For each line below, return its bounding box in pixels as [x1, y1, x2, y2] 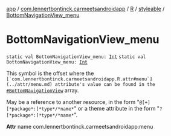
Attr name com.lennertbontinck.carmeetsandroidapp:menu [6, 123, 153, 130]
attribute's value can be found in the [54, 81, 155, 87]
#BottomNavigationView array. [6, 86, 79, 94]
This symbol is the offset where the [6, 70, 94, 77]
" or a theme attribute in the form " [73, 105, 160, 112]
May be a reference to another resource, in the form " [6, 98, 140, 105]
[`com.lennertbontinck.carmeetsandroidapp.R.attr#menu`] [6, 76, 153, 82]
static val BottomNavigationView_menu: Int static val [6, 54, 146, 60]
